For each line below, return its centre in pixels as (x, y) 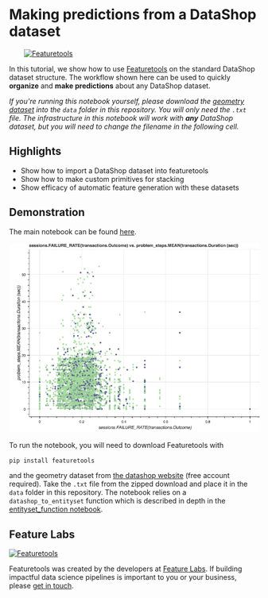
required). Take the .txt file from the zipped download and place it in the (128, 484)
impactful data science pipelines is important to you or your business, (123, 577)
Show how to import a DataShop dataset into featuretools (115, 170)
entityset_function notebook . (56, 509)
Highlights (35, 151)
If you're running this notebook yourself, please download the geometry (127, 101)
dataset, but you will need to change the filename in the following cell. (124, 126)
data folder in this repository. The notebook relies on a (98, 492)
